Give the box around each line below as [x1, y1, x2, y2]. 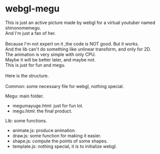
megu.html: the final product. [12, 108, 72, 114]
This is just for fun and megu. [5, 62, 66, 68]
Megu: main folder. [5, 93, 44, 99]
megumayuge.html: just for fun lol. [12, 102, 83, 108]
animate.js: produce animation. [12, 127, 76, 133]
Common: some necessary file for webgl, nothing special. [5, 83, 124, 89]
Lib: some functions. [5, 117, 47, 123]
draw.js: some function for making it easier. [12, 132, 101, 138]
